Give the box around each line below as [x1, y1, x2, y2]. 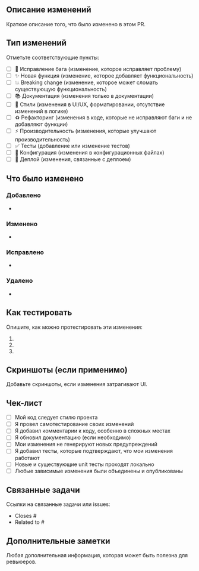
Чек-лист [6, 398, 43, 408]
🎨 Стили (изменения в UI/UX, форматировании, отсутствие [14, 101, 165, 108]
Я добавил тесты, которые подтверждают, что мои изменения [14, 447, 173, 455]
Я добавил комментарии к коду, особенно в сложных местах [14, 427, 171, 434]
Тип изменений [6, 38, 67, 48]
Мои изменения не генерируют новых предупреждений [14, 441, 157, 448]
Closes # [14, 513, 37, 520]
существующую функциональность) [14, 85, 107, 92]
